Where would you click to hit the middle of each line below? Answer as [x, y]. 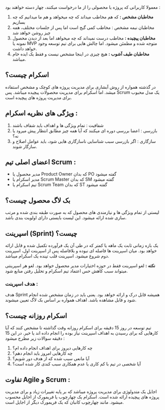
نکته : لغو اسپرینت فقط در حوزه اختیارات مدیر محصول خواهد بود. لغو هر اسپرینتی [80, 266]
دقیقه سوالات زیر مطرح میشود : [35, 338]
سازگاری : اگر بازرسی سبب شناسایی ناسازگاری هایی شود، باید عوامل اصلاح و [84, 141]
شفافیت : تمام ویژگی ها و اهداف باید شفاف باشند [58, 125]
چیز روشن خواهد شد [31, 33]
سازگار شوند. [25, 146]
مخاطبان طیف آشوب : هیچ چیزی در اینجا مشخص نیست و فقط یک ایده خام [81, 54]
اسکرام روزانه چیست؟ [36, 315]
